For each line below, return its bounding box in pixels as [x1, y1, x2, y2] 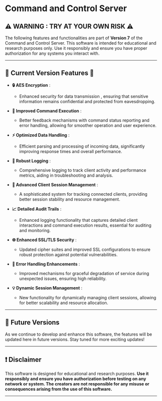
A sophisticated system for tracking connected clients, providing [19, 191, 148, 197]
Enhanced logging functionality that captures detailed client [19, 217, 138, 223]
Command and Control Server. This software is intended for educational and [5, 40, 157, 46]
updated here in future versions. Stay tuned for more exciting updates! [5, 336, 145, 342]
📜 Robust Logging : [12, 158, 51, 164]
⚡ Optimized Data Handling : [12, 132, 70, 138]
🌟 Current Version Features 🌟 [5, 69, 94, 77]
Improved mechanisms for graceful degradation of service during [19, 270, 149, 276]
